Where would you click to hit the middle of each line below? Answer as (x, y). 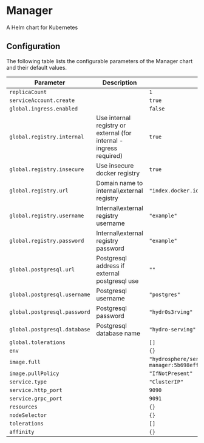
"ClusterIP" (166, 382)
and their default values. (37, 67)
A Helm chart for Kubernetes (42, 27)
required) (110, 155)
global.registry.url (39, 191)
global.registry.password (47, 241)
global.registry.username (47, 215)
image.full (25, 362)
